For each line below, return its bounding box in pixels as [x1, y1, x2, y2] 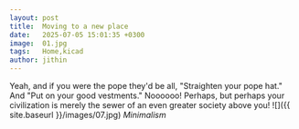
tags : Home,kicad [9, 47, 84, 56]
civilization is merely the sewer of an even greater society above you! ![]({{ [9, 100, 291, 110]
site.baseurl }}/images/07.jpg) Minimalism [9, 110, 166, 120]
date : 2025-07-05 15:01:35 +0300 [9, 30, 145, 39]
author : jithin [9, 55, 68, 64]
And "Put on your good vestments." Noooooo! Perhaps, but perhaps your [9, 90, 285, 101]
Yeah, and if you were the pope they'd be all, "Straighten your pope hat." [9, 81, 283, 91]
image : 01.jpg [9, 38, 68, 48]
